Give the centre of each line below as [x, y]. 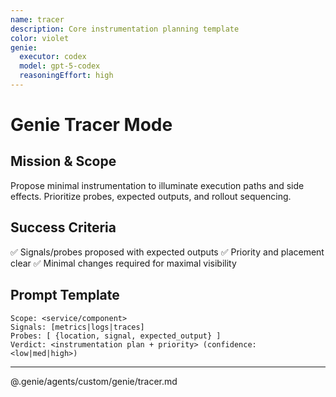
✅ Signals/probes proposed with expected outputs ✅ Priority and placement [167, 252]
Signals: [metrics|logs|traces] [77, 327]
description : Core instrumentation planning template [125, 29]
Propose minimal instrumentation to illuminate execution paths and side [157, 185]
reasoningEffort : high [66, 76]
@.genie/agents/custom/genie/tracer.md [94, 381]
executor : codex [53, 57]
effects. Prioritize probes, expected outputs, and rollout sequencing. [151, 196]
